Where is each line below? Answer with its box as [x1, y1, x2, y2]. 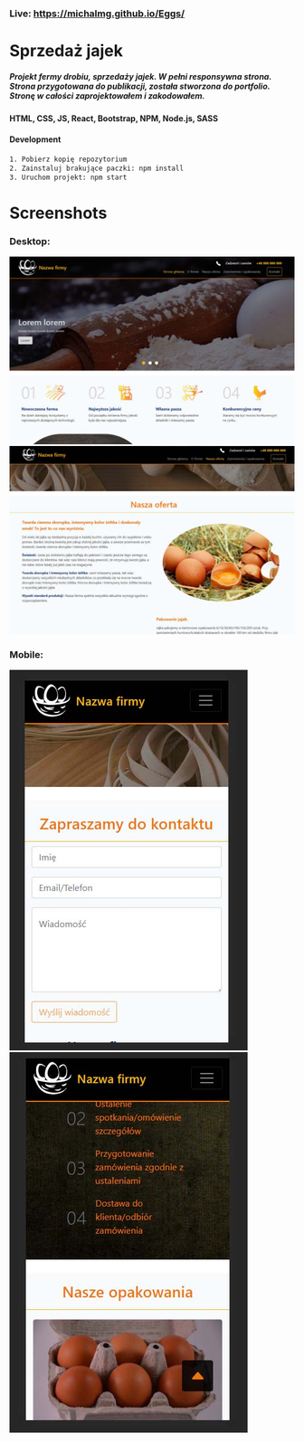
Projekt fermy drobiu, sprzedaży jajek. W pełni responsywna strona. [9, 71, 272, 81]
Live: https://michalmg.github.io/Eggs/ [9, 7, 185, 20]
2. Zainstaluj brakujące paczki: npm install [9, 164, 184, 174]
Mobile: [9, 649, 43, 661]
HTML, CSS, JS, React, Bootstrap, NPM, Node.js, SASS [9, 113, 219, 124]
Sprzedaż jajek [9, 41, 124, 62]
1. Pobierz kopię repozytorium [9, 155, 128, 165]
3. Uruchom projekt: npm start [9, 173, 128, 183]
